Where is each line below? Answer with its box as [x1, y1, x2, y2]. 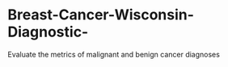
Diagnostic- [7, 23, 89, 41]
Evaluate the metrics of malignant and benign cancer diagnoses [7, 49, 220, 59]
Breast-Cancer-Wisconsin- [7, 6, 195, 24]
